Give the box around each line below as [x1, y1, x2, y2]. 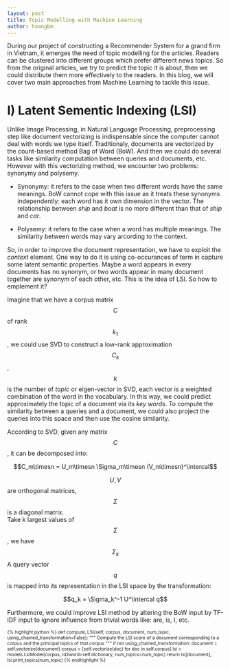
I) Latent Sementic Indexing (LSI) [7, 103, 197, 118]
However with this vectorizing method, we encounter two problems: [7, 162, 199, 170]
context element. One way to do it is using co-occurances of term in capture [7, 253, 223, 262]
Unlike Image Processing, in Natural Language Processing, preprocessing [7, 125, 216, 134]
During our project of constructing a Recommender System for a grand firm [7, 42, 221, 50]
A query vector [7, 560, 49, 568]
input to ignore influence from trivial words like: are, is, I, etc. [18, 616, 190, 624]
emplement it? [7, 282, 47, 291]
